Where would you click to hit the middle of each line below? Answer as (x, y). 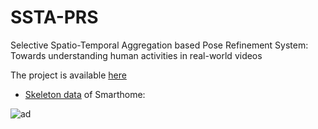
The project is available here (68, 75)
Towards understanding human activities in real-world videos (136, 55)
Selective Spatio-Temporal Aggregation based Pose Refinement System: (159, 45)
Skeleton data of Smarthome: (85, 94)
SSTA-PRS (54, 17)
